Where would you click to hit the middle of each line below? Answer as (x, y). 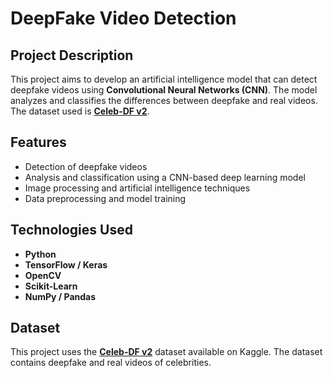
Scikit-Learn (51, 286)
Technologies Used (71, 230)
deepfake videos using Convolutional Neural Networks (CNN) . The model (164, 90)
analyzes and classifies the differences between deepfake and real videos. (164, 100)
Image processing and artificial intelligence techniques (137, 188)
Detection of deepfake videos (86, 166)
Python (40, 254)
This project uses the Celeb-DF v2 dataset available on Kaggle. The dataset (166, 352)
